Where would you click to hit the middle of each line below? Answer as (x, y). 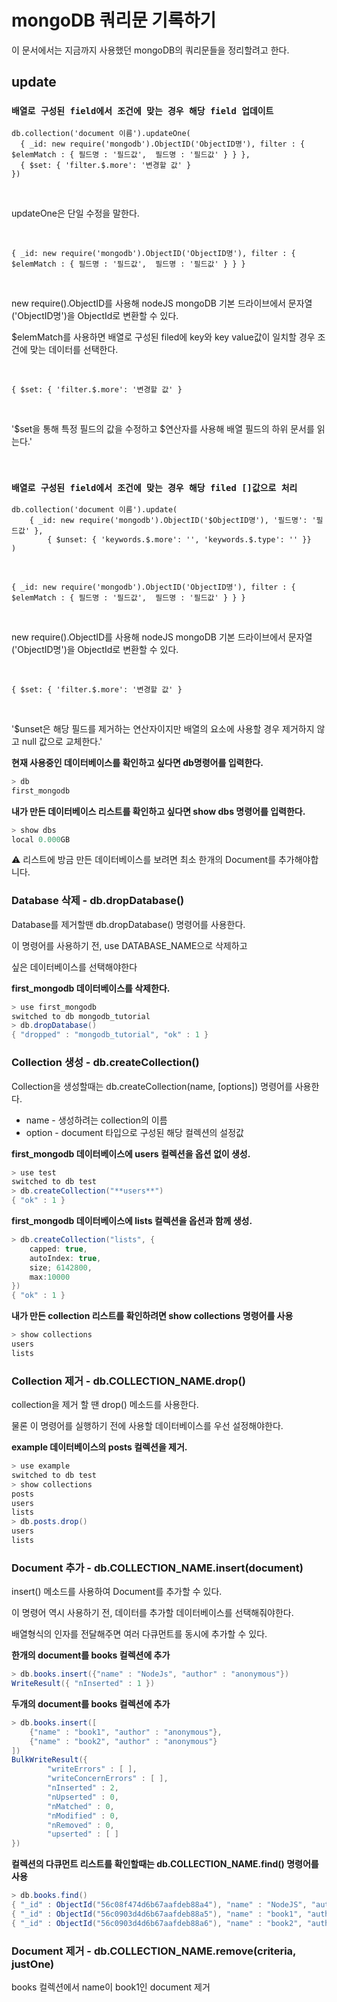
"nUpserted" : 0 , (83, 1797)
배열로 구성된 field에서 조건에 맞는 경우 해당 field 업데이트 (142, 111)
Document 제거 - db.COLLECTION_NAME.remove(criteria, (154, 1951)
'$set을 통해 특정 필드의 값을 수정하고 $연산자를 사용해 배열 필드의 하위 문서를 (163, 428)
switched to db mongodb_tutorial (81, 1016)
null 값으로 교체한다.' (62, 741)
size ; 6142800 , (61, 1267)
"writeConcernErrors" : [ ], (108, 1779)
